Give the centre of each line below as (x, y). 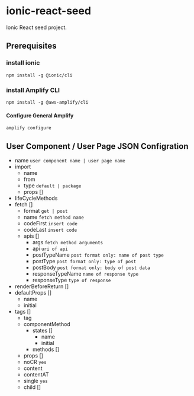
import (23, 167)
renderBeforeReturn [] (42, 286)
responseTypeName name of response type (85, 273)
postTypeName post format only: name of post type (98, 255)
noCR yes (35, 362)
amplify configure (29, 128)
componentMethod (47, 324)
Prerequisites (31, 46)
